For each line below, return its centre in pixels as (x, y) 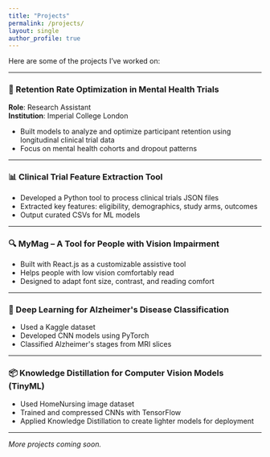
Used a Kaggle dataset (58, 327)
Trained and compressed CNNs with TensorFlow (100, 412)
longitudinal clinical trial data (67, 140)
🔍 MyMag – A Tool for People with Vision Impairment (114, 244)
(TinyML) (27, 386)
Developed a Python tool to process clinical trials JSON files (119, 197)
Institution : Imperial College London (68, 115)
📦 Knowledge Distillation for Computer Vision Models (116, 373)
